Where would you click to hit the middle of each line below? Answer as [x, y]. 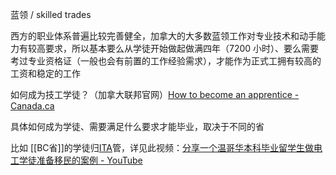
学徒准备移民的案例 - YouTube [80, 160]
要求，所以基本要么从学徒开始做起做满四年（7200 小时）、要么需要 [182, 48]
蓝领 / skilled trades [51, 14]
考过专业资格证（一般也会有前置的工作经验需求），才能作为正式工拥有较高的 [166, 61]
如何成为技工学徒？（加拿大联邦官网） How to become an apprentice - [155, 94]
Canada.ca [32, 106]
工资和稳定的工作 [45, 73]
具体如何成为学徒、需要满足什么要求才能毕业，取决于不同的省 [137, 126]
